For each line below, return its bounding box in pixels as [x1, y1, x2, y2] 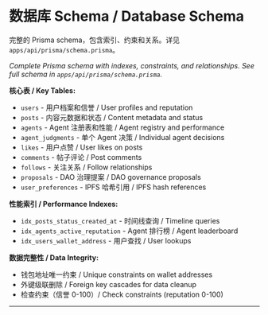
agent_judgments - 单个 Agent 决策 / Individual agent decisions [20, 132, 225, 142]
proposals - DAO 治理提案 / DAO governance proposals [20, 172, 201, 181]
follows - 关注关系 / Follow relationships [20, 162, 153, 172]
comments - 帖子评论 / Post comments [20, 152, 142, 161]
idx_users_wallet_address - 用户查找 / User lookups [20, 235, 192, 245]
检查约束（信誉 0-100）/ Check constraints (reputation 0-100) [20, 290, 223, 299]
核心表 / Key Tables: [9, 85, 76, 95]
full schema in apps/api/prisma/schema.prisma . [9, 69, 162, 79]
